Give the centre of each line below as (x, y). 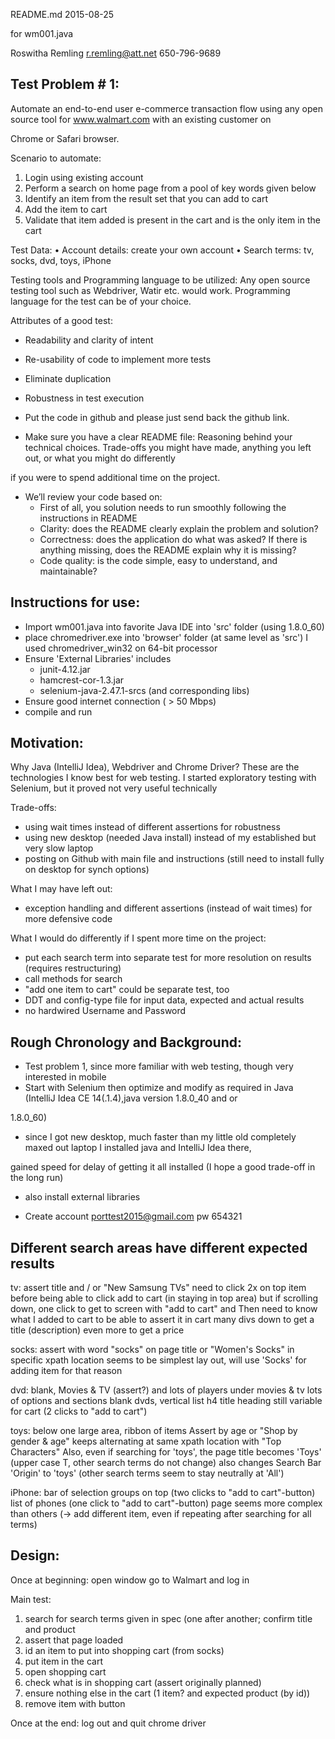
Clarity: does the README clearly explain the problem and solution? (179, 528)
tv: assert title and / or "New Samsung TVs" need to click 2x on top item (158, 1288)
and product (50, 1629)
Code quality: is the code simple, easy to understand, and (158, 560)
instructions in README (88, 518)
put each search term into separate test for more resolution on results (168, 958)
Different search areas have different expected (159, 1247)
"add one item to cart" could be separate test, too (127, 990)
